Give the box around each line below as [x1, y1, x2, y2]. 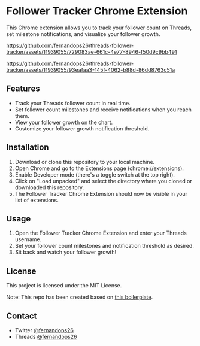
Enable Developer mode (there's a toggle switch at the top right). [14, 171, 175, 178]
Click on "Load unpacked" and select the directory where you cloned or [14, 177, 193, 184]
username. [14, 236, 42, 243]
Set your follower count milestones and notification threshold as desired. [14, 242, 195, 250]
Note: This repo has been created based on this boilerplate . [6, 293, 153, 301]
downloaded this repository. [14, 184, 84, 191]
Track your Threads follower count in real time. [14, 99, 131, 107]
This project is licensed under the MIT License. [6, 282, 122, 289]
